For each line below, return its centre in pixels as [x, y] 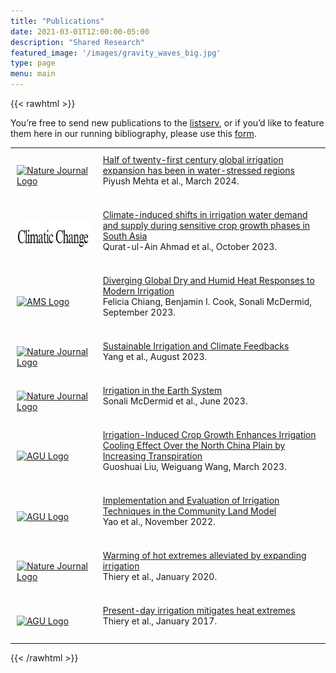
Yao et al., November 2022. [159, 521]
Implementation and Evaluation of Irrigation [191, 500]
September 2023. [139, 312]
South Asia [125, 236]
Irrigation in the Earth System [162, 390]
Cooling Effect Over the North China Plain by [194, 445]
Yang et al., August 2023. [155, 356]
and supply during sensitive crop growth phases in [206, 225]
